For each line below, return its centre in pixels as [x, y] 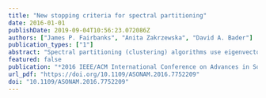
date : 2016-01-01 [37, 23]
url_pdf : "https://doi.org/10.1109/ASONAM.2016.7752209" [104, 74]
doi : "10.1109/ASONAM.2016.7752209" [68, 81]
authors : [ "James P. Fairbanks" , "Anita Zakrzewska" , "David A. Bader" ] [131, 38]
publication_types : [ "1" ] [51, 45]
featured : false [35, 60]
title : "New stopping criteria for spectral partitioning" [108, 15]
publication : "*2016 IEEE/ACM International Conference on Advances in [129, 67]
